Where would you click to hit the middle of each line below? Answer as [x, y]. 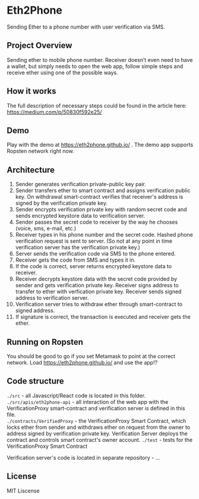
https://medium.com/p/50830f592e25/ [54, 112]
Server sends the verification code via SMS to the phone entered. [95, 254]
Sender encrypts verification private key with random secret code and [101, 209]
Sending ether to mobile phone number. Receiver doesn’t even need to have [100, 59]
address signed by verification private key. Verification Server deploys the [97, 433]
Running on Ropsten [45, 342]
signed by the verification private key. [61, 203]
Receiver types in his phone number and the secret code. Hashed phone [104, 235]
